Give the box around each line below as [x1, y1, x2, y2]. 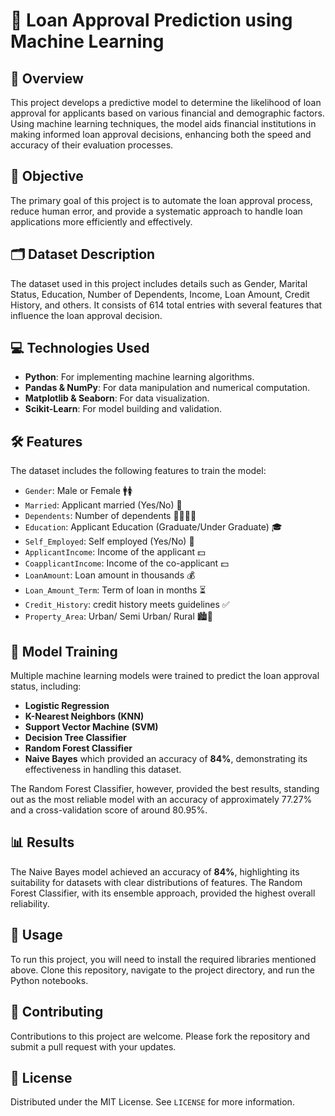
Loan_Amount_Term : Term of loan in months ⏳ [24, 584, 207, 596]
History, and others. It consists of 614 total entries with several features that [10, 299, 323, 311]
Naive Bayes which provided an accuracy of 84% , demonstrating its [24, 753, 308, 765]
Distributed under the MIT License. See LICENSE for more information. [10, 1096, 295, 1108]
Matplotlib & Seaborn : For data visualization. [24, 392, 210, 404]
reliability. [10, 897, 50, 909]
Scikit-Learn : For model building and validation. [24, 403, 222, 415]
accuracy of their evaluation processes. [10, 139, 174, 151]
